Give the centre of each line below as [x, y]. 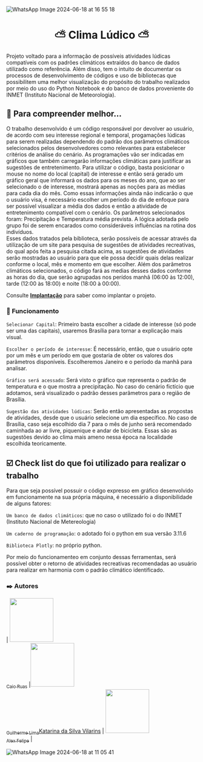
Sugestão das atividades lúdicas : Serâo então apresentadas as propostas [100, 411]
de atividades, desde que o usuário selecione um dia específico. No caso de [101, 418]
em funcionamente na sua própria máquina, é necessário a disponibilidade [99, 497]
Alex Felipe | [19, 740]
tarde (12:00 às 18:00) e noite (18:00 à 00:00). [64, 283]
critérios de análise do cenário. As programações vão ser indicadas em [95, 154]
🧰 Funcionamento [33, 311]
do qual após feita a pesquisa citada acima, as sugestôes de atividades [95, 251]
